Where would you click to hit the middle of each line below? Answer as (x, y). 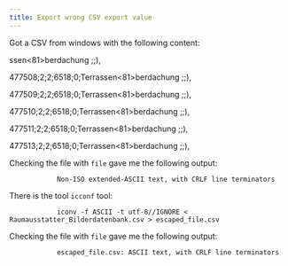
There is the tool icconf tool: (61, 195)
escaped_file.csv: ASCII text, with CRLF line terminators (167, 252)
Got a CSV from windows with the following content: (105, 43)
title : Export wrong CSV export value (81, 17)
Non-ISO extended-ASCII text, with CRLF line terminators (166, 179)
